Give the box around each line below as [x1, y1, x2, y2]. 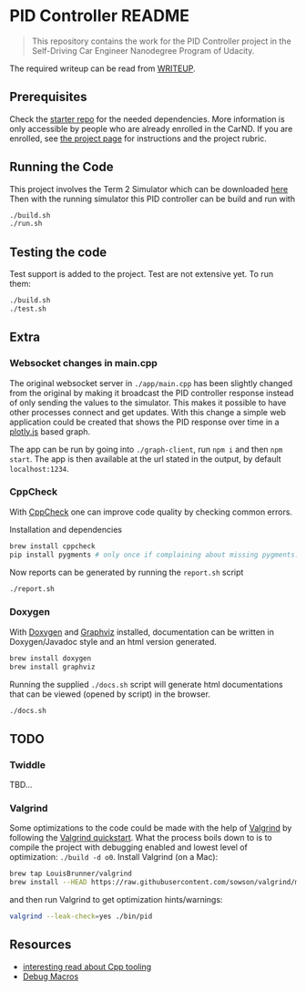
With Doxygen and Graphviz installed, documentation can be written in [9, 626, 275, 638]
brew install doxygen [9, 653, 92, 663]
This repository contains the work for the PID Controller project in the [31, 36, 291, 46]
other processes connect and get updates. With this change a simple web [9, 406, 287, 417]
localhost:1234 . [9, 463, 70, 474]
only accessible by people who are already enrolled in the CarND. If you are [9, 123, 293, 134]
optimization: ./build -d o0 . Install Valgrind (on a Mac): [9, 852, 219, 863]
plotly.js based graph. [9, 425, 91, 437]
